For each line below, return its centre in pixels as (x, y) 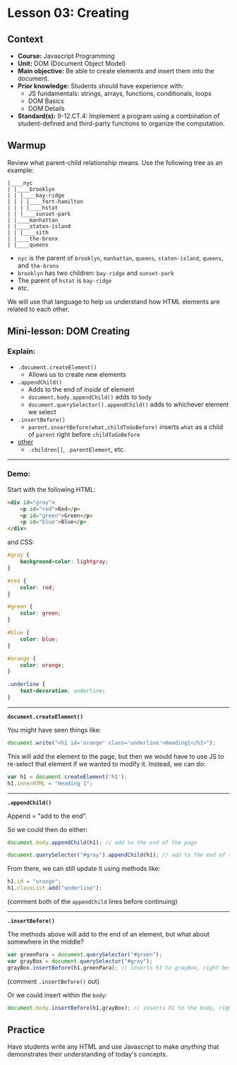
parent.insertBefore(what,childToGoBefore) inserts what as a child (126, 427)
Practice (26, 1029)
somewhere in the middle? (46, 942)
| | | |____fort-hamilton (45, 201)
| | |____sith (28, 232)
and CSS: (21, 542)
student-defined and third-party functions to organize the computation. (121, 124)
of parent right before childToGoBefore (84, 434)
